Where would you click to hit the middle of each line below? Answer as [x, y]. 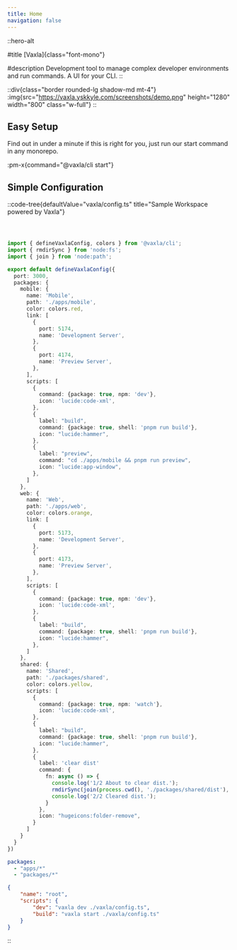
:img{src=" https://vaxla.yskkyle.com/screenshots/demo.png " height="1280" [118, 97]
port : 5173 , [56, 533]
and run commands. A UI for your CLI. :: [65, 76]
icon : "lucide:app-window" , [80, 467]
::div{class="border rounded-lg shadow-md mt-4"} [82, 89]
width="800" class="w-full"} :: [52, 104]
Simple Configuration [56, 187]
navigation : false [34, 21]
